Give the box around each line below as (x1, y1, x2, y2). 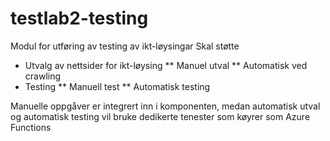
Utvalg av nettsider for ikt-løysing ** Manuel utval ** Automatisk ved (24, 59, 308, 71)
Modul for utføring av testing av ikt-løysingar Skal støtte (10, 40, 240, 52)
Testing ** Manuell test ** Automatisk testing (24, 80, 211, 92)
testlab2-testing (10, 7, 149, 30)
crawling (24, 70, 62, 82)
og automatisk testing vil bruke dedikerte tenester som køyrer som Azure (10, 110, 311, 122)
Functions (10, 121, 52, 133)
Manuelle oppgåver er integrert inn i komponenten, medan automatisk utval (10, 100, 321, 112)
